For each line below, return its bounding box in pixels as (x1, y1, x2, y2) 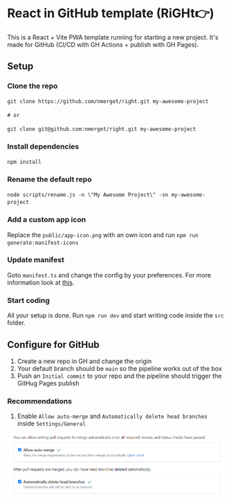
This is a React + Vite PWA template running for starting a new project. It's (7, 33, 219, 42)
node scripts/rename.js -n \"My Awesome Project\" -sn (7, 192, 169, 199)
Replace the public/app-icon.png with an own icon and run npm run (7, 230, 198, 239)
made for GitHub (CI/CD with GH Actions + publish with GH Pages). (7, 40, 199, 48)
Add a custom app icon (7, 215, 86, 225)
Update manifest (7, 255, 64, 265)
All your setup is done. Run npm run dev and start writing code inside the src (7, 311, 225, 320)
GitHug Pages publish (17, 378, 80, 387)
